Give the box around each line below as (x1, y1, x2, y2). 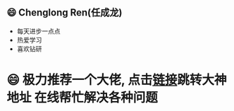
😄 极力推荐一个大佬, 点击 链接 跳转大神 (6, 72, 227, 88)
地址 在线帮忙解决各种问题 (6, 90, 158, 105)
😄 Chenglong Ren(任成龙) (6, 6, 123, 19)
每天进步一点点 (16, 27, 61, 35)
